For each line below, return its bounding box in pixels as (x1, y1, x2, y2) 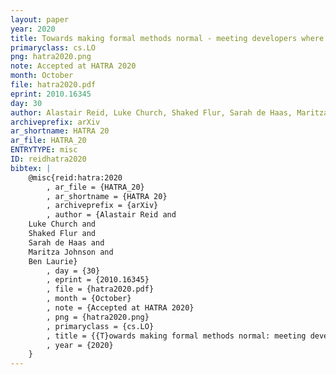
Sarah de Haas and (28, 237, 105, 248)
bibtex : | (10, 163, 52, 173)
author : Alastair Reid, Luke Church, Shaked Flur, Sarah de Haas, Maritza (10, 107, 329, 118)
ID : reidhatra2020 (10, 154, 87, 164)
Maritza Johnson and (28, 247, 114, 257)
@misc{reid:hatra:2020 (28, 172, 123, 183)
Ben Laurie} (28, 256, 78, 266)
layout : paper (10, 14, 70, 25)
